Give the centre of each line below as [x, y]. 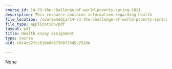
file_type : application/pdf [35, 24]
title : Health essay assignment [40, 33]
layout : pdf [18, 29]
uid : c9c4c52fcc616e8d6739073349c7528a [48, 43]
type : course [19, 39]
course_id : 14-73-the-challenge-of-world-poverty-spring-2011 [73, 10]
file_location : [21, 19]
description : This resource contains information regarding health [79, 15]
